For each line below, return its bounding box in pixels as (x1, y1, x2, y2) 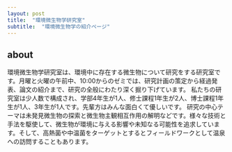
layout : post (7, 10, 45, 17)
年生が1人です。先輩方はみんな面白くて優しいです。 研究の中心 (38, 103, 218, 111)
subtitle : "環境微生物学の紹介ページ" (7, 23, 110, 30)
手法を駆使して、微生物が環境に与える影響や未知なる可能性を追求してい (7, 120, 215, 128)
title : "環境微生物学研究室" (7, 17, 86, 24)
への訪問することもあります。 (7, 137, 93, 146)
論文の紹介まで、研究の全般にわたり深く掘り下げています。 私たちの (19, 85, 216, 94)
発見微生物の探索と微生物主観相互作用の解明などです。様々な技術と (31, 112, 226, 120)
